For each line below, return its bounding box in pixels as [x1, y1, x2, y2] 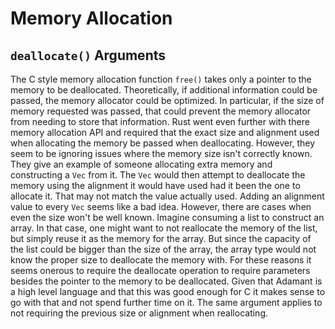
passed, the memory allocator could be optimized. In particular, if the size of [10, 95, 325, 106]
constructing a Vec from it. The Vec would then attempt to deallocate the [10, 169, 306, 181]
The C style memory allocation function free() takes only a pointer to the [10, 73, 312, 85]
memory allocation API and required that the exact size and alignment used [10, 127, 320, 138]
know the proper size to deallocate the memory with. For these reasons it [10, 254, 312, 266]
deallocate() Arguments [10, 47, 167, 64]
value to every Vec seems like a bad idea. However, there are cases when [10, 201, 312, 212]
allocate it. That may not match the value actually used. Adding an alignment [10, 190, 325, 202]
